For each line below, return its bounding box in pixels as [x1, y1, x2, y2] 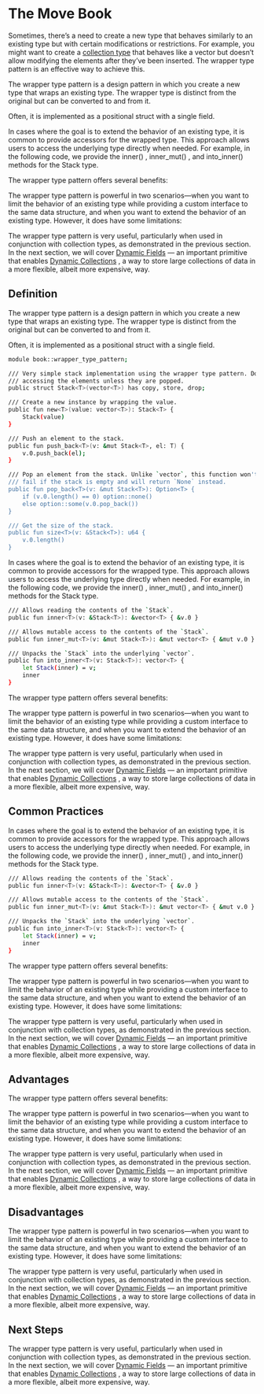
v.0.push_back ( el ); [22, 449, 86, 457]
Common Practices [8, 804, 104, 819]
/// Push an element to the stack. [8, 434, 125, 442]
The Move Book [8, 5, 112, 23]
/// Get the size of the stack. [8, 521, 114, 530]
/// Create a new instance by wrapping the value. [8, 398, 178, 406]
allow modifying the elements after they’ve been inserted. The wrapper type [8, 56, 255, 65]
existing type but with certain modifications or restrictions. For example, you [8, 39, 255, 48]
